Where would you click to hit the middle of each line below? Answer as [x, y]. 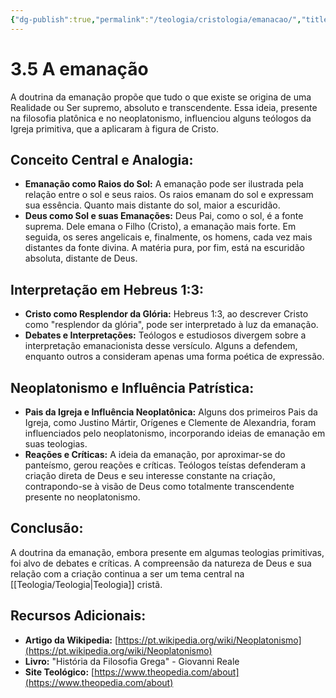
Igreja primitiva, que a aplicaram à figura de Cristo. [114, 128]
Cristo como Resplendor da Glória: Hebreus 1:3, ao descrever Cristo [166, 314]
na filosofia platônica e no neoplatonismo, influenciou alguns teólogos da [161, 118]
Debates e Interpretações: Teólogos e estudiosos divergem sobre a [165, 335]
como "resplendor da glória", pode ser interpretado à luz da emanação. [171, 325]
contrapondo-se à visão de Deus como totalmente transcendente [159, 486]
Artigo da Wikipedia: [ [71, 640]
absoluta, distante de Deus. [81, 258]
